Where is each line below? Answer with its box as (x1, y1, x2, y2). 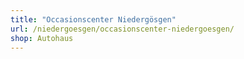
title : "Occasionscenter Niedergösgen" (10, 14, 177, 25)
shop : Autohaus (10, 33, 74, 43)
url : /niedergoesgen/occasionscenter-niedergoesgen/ (10, 24, 235, 34)
